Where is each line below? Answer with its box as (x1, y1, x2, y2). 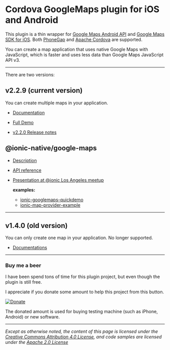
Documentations (12, 245, 47, 251)
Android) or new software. (5, 314, 60, 320)
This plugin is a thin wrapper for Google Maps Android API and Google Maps (5, 31, 165, 37)
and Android (5, 14, 59, 26)
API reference (12, 167, 41, 173)
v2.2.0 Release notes (12, 129, 57, 135)
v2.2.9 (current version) (5, 86, 83, 95)
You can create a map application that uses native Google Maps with (5, 46, 148, 52)
